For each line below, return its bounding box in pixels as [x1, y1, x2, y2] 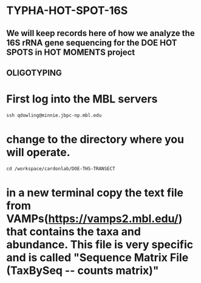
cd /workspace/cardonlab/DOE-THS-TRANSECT [6, 165, 115, 171]
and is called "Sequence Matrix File [6, 251, 189, 265]
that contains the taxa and [6, 225, 141, 238]
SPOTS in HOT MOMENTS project [6, 47, 135, 57]
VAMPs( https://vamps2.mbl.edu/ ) [6, 212, 183, 226]
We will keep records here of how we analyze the [6, 28, 196, 38]
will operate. [6, 146, 70, 159]
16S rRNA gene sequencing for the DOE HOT [6, 37, 177, 48]
